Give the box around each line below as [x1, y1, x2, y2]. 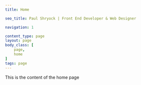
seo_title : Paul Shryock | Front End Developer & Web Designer [5, 16, 137, 21]
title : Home [5, 7, 29, 12]
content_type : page [5, 34, 45, 39]
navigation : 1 [5, 25, 34, 30]
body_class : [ [5, 42, 34, 48]
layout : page [5, 38, 32, 43]
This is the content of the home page [5, 74, 80, 80]
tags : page [5, 61, 27, 66]
